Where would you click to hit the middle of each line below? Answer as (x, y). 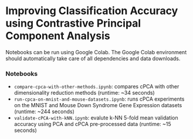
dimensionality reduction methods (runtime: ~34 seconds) (84, 93)
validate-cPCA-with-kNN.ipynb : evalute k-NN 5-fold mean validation (96, 118)
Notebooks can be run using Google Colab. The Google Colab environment (96, 52)
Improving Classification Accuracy (92, 11)
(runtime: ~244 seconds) (44, 112)
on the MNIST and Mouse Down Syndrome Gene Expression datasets (98, 105)
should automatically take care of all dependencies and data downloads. (93, 58)
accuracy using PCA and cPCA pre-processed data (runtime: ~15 (92, 124)
